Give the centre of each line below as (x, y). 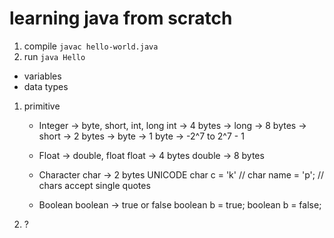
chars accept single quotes (94, 185)
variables (42, 76)
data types (46, 86)
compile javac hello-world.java (91, 46)
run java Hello (54, 56)
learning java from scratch (121, 18)
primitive (42, 106)
